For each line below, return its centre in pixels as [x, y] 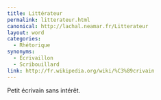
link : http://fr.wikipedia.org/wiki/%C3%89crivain [81, 71]
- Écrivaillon [33, 58]
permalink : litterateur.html [49, 20]
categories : [24, 39]
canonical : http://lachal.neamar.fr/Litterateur [78, 26]
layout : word [26, 33]
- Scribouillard [36, 64]
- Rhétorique [32, 45]
